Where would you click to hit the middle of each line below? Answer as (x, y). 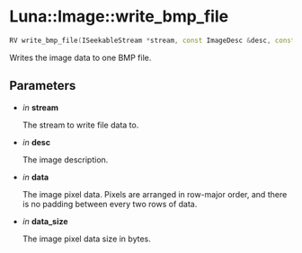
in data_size (45, 221)
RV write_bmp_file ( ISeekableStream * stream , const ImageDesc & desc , (140, 40)
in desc (36, 142)
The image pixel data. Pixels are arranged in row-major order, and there (155, 194)
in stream (40, 107)
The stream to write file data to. (80, 125)
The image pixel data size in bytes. (86, 239)
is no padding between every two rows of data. (110, 204)
